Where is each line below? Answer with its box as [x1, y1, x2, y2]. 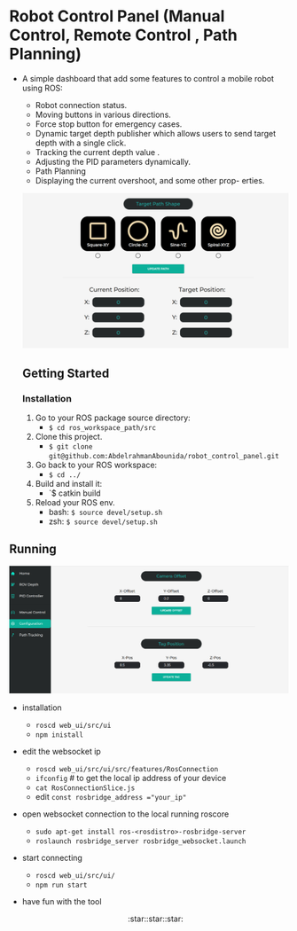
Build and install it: [35, 479, 103, 489]
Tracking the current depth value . [35, 146, 160, 157]
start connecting [21, 852, 82, 863]
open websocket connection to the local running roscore [21, 809, 230, 819]
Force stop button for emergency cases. [35, 118, 183, 129]
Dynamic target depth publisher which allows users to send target [35, 128, 277, 138]
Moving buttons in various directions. [35, 109, 171, 120]
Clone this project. [35, 432, 103, 442]
